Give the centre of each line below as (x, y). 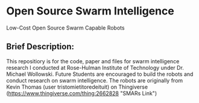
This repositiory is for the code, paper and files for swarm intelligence (93, 61)
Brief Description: (40, 47)
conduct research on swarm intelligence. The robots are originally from (95, 80)
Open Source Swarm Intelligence (90, 11)
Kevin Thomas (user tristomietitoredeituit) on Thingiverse (77, 87)
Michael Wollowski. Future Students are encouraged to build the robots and (100, 74)
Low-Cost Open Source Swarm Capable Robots (65, 28)
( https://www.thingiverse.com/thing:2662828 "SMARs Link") (82, 93)
